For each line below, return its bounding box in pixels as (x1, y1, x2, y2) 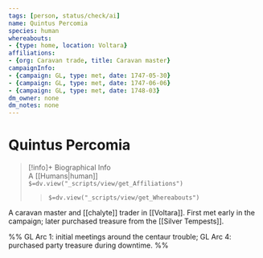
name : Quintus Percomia (8, 19, 88, 27)
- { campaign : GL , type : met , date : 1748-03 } (8, 86, 160, 95)
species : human (8, 27, 60, 35)
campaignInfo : (8, 64, 56, 72)
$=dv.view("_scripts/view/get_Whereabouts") (47, 194, 200, 202)
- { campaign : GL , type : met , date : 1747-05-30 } (8, 72, 171, 80)
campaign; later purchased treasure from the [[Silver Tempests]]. (8, 216, 224, 226)
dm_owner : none (8, 94, 60, 102)
